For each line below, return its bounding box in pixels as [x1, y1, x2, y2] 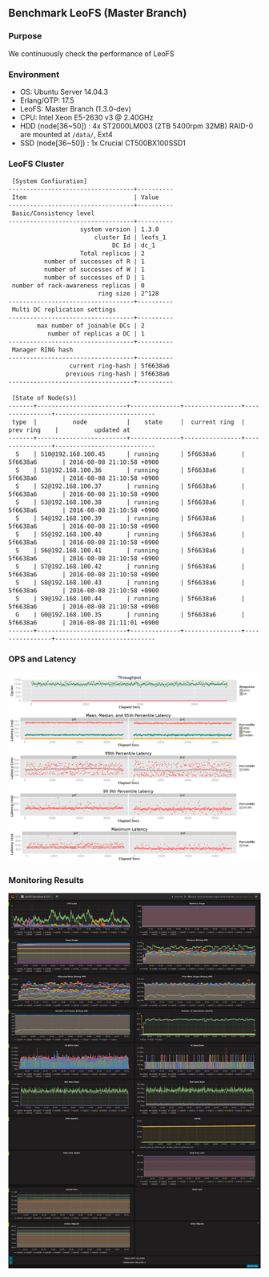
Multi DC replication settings [11, 306, 116, 314]
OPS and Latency [8, 653, 77, 665]
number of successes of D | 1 [43, 274, 146, 282]
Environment [8, 68, 60, 79]
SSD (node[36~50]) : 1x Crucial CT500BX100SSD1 [19, 138, 186, 148]
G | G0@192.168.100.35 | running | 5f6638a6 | [15, 611, 246, 619]
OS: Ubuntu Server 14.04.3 [19, 87, 109, 96]
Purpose [8, 31, 42, 42]
